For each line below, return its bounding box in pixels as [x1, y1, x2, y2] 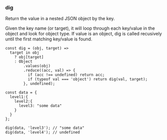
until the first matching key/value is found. [5, 36, 92, 42]
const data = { [5, 90, 37, 95]
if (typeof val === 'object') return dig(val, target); [27, 77, 148, 82]
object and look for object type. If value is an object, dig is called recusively [5, 31, 162, 37]
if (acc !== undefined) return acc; [27, 72, 105, 77]
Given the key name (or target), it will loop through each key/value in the [5, 25, 155, 31]
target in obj [10, 50, 39, 56]
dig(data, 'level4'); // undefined [5, 130, 80, 135]
